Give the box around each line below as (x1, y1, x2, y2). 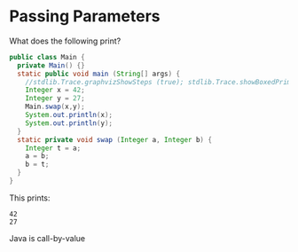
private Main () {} (17, 60, 86, 70)
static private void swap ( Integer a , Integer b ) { (17, 135, 213, 144)
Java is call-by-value (9, 232, 86, 243)
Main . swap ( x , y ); (25, 102, 86, 112)
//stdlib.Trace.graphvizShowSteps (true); (25, 77, 184, 86)
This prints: (9, 193, 51, 203)
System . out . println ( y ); (25, 118, 114, 128)
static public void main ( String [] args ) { (17, 69, 180, 78)
